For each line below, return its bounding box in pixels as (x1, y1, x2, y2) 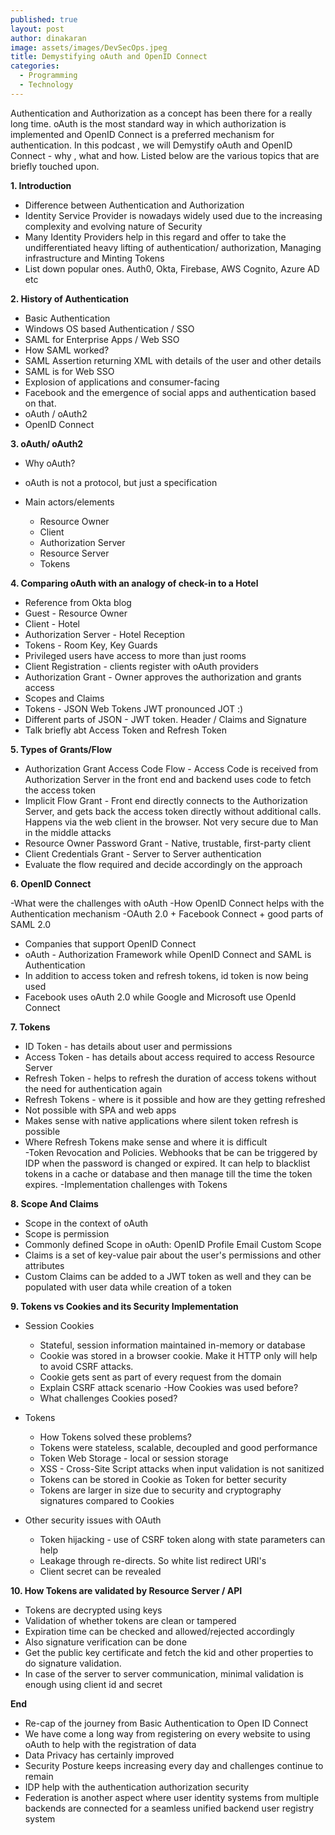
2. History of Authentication (10, 292, 129, 305)
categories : (10, 61, 60, 71)
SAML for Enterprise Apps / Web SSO (24, 333, 180, 345)
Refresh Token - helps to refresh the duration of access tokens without (24, 1072, 317, 1084)
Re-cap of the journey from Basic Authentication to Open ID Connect (24, 1717, 309, 1729)
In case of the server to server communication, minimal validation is (24, 1667, 304, 1680)
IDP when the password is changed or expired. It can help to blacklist (24, 1157, 311, 1169)
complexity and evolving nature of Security (24, 220, 203, 232)
